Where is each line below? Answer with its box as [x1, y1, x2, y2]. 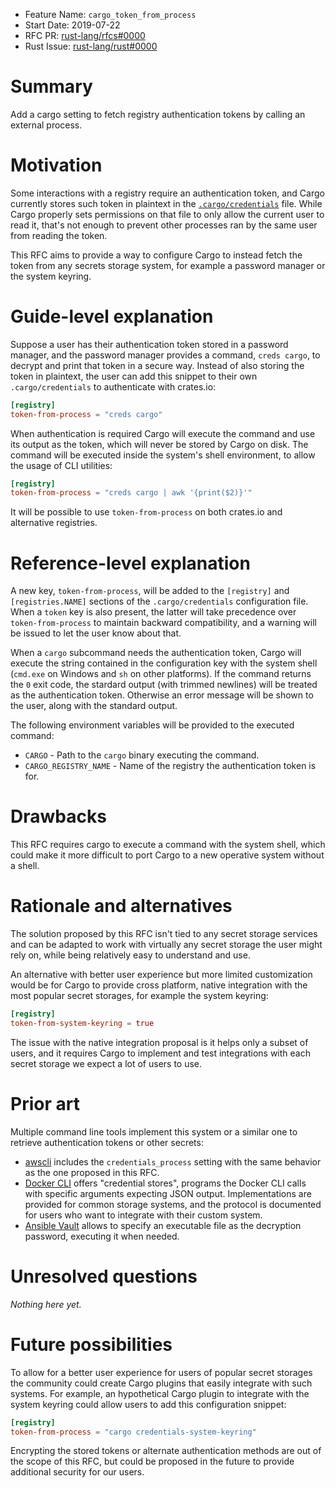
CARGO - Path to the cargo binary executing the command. [24, 749, 260, 761]
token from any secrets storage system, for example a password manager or [10, 259, 326, 271]
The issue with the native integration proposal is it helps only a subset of [10, 1036, 309, 1048]
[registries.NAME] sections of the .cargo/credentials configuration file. [10, 595, 309, 608]
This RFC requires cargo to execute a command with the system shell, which [10, 839, 326, 851]
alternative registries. [10, 517, 98, 529]
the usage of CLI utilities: [10, 459, 113, 471]
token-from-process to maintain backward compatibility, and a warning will [10, 617, 317, 629]
